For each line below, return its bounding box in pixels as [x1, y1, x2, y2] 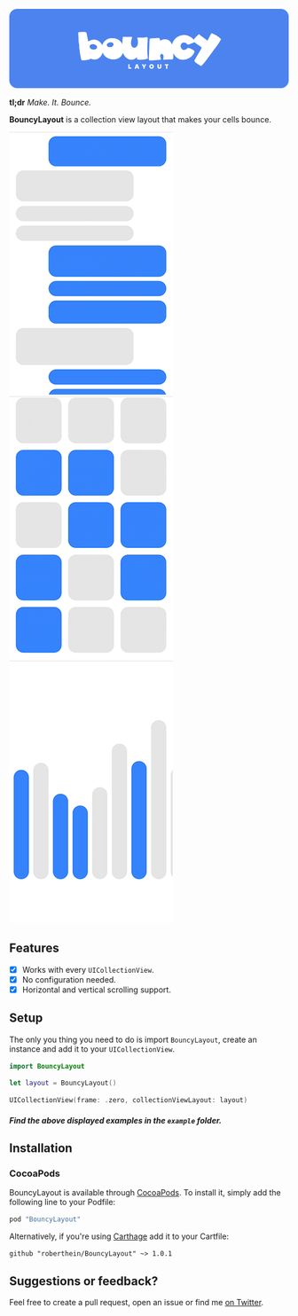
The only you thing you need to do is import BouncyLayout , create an [9, 1034, 257, 1045]
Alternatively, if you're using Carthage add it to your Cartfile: [9, 1231, 229, 1242]
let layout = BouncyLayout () [9, 1078, 117, 1088]
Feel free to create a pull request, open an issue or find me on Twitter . [9, 1297, 264, 1308]
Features [9, 941, 59, 956]
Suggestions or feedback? [9, 1273, 159, 1289]
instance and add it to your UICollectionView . [9, 1043, 176, 1054]
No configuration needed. [21, 974, 117, 984]
